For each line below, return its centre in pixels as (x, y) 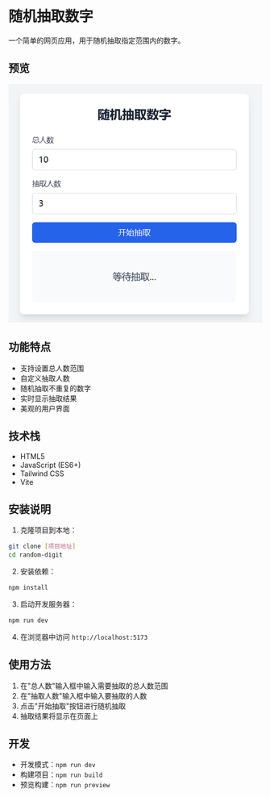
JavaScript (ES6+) (50, 465)
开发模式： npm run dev (58, 765)
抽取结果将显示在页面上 (59, 716)
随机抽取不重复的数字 (55, 388)
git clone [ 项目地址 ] (42, 547)
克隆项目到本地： (48, 530)
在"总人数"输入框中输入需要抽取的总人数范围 (94, 686)
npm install (28, 588)
